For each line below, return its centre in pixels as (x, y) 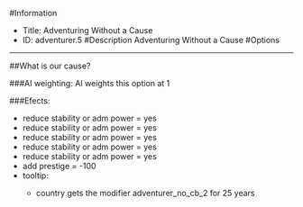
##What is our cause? (50, 66)
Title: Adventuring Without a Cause (87, 30)
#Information (33, 13)
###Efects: (30, 101)
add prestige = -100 (59, 166)
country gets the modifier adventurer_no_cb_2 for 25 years (145, 193)
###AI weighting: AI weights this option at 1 (90, 83)
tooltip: (36, 175)
